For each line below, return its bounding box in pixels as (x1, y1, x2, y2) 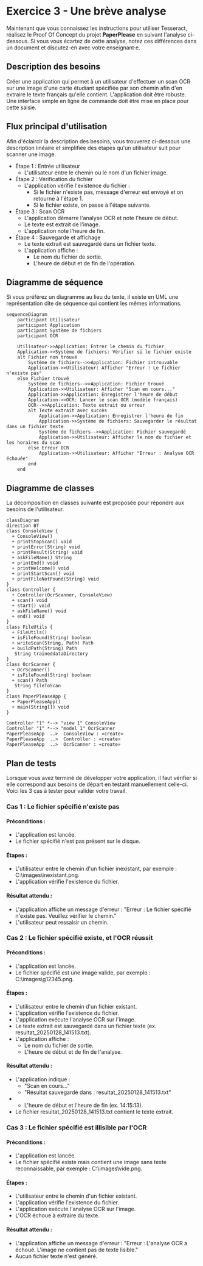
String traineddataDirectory (14, 651, 88, 657)
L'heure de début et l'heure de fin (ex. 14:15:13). (24, 1102, 143, 1109)
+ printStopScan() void (12, 538, 72, 545)
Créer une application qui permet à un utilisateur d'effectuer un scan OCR (6, 77, 191, 85)
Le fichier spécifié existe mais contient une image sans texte (15, 1159, 167, 1166)
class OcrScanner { (6, 662, 56, 668)
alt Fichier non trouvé (17, 354, 78, 360)
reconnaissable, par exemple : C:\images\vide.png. (15, 1165, 143, 1172)
